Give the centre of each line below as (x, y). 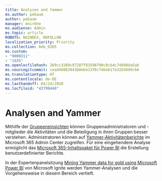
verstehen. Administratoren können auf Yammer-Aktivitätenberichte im (78, 137)
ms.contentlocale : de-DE (31, 79)
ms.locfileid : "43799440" (32, 88)
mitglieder (15, 132)
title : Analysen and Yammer (34, 10)
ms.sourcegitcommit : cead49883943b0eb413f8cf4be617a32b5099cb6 (72, 70)
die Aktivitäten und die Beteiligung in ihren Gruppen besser (87, 132)
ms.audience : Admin (25, 28)
